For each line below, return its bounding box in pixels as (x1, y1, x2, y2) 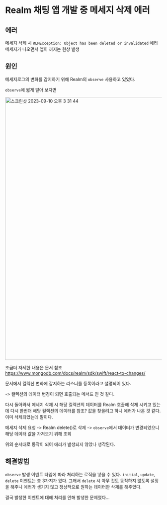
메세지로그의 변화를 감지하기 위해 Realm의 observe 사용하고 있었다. (5, 76, 136, 82)
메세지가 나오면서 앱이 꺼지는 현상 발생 (5, 46, 80, 52)
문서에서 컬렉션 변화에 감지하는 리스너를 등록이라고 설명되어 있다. (5, 380, 132, 386)
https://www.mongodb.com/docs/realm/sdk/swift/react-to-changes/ (5, 370, 146, 376)
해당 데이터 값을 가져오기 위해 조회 (5, 430, 72, 436)
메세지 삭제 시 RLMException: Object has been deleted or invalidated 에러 (5, 40, 158, 46)
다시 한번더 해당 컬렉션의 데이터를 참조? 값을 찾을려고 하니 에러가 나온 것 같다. (10, 408, 161, 414)
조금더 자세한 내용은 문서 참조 (5, 364, 63, 370)
